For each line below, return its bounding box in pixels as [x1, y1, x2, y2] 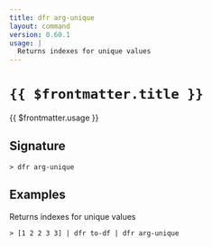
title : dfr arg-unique [9, 13, 95, 23]
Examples [9, 187, 66, 203]
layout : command [9, 22, 70, 31]
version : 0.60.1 [9, 30, 70, 39]
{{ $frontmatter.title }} [9, 86, 204, 103]
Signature [9, 138, 66, 154]
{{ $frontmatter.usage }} [9, 112, 99, 123]
